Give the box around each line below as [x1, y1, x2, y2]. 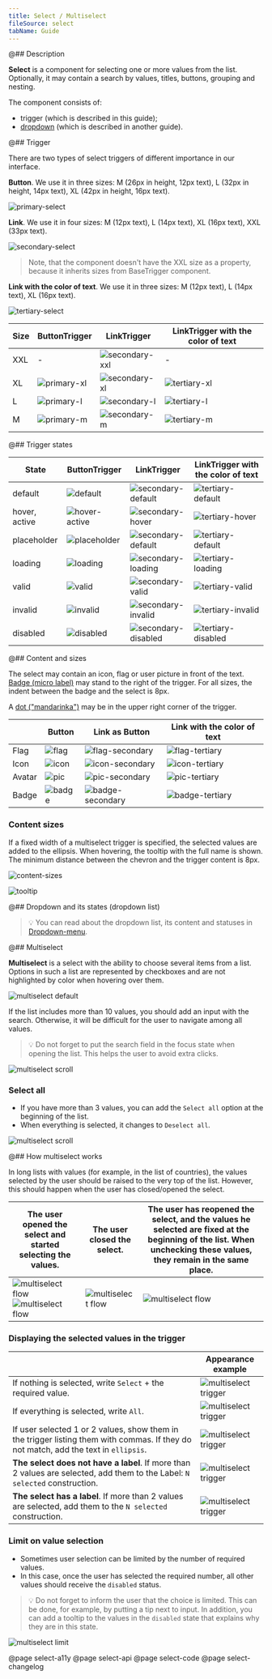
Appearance [205, 1353, 255, 1365]
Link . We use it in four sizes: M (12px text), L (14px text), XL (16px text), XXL [8, 218, 261, 228]
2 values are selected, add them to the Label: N [12, 1468, 190, 1479]
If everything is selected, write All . [12, 1406, 144, 1417]
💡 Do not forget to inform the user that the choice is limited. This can [28, 1595, 257, 1604]
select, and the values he [151, 1213, 251, 1225]
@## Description [8, 49, 65, 59]
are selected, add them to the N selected [12, 1501, 168, 1512]
